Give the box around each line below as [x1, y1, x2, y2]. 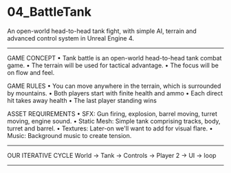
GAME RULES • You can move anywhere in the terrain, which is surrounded [7, 82, 221, 90]
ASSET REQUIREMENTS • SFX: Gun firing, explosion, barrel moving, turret [7, 109, 218, 117]
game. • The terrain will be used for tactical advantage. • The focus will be [7, 61, 219, 69]
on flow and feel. [7, 68, 55, 76]
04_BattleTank [7, 4, 91, 20]
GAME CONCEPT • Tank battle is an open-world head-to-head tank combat [7, 54, 222, 62]
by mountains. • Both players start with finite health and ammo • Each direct [7, 89, 223, 97]
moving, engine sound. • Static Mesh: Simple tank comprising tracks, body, [7, 117, 221, 125]
